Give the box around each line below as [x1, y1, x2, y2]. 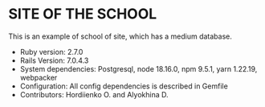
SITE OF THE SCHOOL [8, 5, 157, 23]
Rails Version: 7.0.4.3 [19, 56, 89, 65]
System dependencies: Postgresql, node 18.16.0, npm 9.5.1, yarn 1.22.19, [19, 64, 258, 73]
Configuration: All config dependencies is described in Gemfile [19, 81, 229, 91]
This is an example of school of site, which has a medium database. [8, 31, 233, 41]
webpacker [19, 72, 58, 82]
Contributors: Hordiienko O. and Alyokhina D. [19, 89, 169, 99]
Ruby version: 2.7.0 [19, 47, 84, 56]
